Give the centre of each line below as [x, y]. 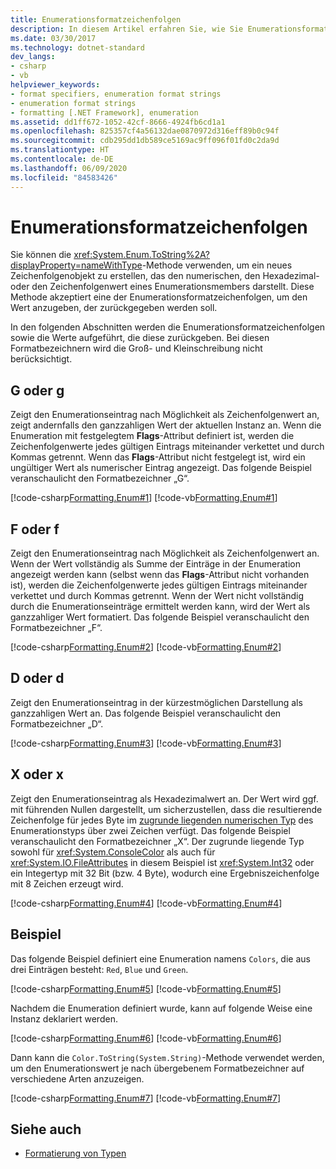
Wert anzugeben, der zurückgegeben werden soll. [114, 308]
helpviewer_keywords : [55, 85]
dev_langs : [33, 57]
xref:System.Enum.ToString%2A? [141, 255]
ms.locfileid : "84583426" [64, 177]
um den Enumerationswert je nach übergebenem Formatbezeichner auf [157, 1068]
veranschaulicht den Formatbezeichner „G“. [100, 478]
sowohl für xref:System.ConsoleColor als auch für [113, 852]
